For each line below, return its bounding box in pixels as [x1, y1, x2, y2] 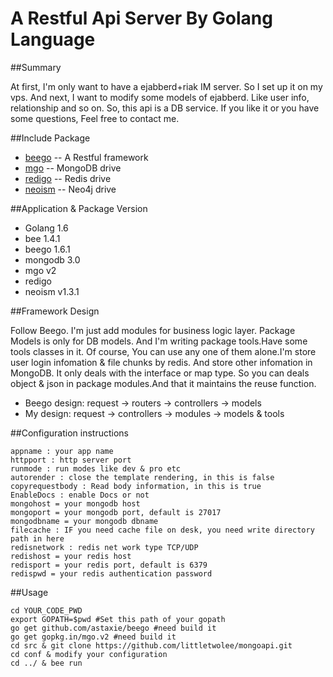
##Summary [10, 61, 62, 73]
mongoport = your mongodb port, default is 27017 [10, 507, 222, 517]
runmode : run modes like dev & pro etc [10, 463, 182, 474]
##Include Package [10, 132, 91, 144]
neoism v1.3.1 [24, 285, 80, 297]
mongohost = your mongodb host [10, 498, 141, 509]
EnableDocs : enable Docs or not [10, 490, 150, 500]
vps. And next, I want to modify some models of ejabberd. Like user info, [10, 91, 310, 103]
